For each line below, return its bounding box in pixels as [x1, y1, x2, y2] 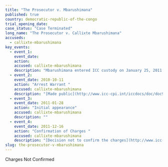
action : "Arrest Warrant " [14, 82, 70, 87]
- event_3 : [9, 96, 32, 101]
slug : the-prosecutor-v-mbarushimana [5, 142, 84, 148]
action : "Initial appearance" [14, 105, 77, 110]
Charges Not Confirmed [5, 156, 54, 162]
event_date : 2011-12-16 [14, 124, 64, 129]
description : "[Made [14, 91, 57, 96]
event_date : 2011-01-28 [14, 101, 64, 106]
